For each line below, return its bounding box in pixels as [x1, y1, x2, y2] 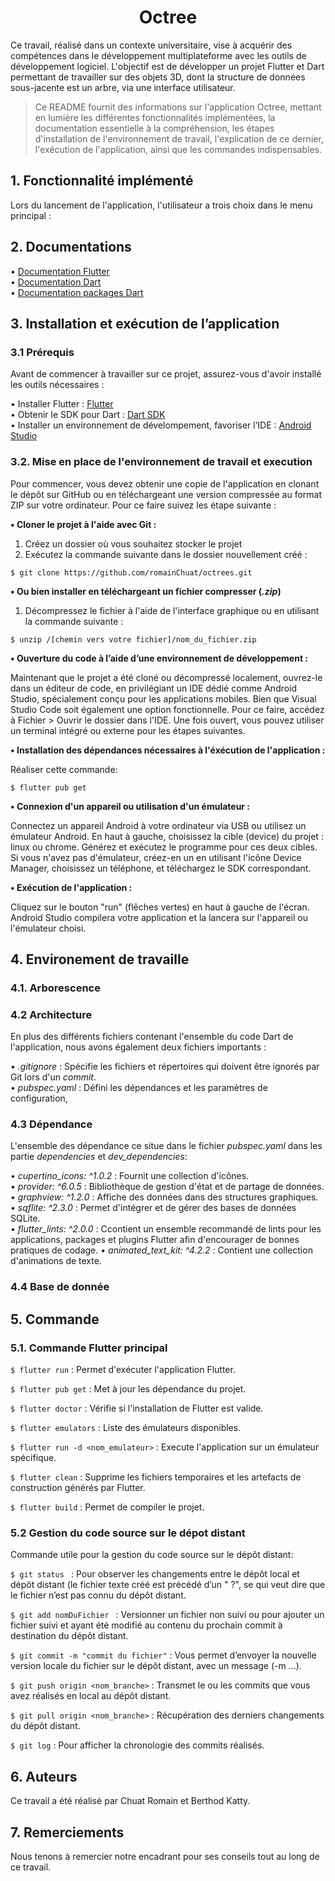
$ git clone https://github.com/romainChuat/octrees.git [10, 567, 253, 578]
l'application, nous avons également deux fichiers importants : [10, 1041, 267, 1053]
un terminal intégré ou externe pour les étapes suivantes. [10, 724, 246, 736]
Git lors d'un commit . [10, 1071, 97, 1083]
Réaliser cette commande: [10, 763, 118, 775]
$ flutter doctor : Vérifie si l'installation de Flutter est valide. [10, 1402, 264, 1415]
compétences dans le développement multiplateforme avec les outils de [10, 49, 307, 61]
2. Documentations [10, 239, 132, 256]
